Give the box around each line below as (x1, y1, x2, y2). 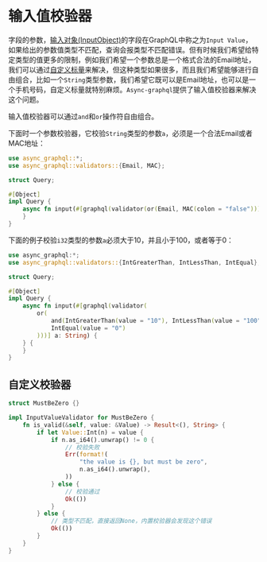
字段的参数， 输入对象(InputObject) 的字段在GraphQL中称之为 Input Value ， (8, 35, 253, 45)
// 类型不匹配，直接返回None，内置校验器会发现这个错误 (50, 517, 212, 525)
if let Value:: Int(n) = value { (37, 428, 145, 436)
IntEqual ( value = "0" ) (50, 324, 126, 332)
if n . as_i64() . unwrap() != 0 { (50, 436, 155, 444)
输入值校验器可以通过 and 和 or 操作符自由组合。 (8, 111, 159, 121)
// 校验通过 (64, 487, 100, 495)
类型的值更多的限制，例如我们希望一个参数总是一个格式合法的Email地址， (14, 55, 256, 64)
